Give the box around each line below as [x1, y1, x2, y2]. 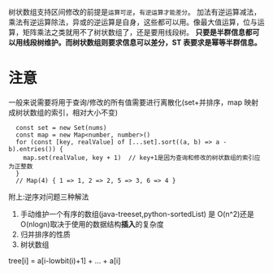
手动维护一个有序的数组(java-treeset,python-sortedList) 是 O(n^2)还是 [19, 209, 254, 219]
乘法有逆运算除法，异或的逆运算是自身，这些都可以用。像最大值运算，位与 [8, 17, 258, 27]
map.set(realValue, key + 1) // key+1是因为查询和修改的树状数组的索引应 [23, 154, 261, 162]
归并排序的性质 [19, 229, 71, 239]
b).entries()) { [8, 145, 63, 153]
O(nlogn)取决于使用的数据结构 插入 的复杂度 [19, 219, 164, 229]
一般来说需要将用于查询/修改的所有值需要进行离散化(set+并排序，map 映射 [8, 97, 258, 107]
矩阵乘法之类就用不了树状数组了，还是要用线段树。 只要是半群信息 [22, 28, 245, 37]
